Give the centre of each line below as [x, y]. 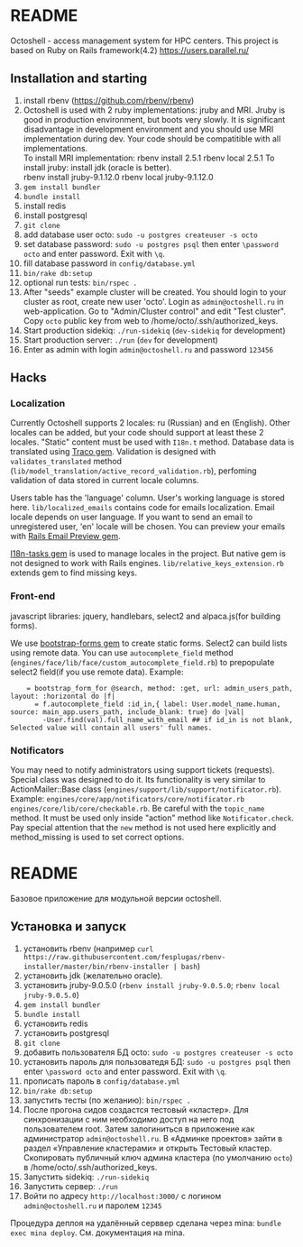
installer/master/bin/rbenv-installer [96, 967]
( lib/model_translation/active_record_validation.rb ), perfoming [133, 471]
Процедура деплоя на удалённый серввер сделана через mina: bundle [146, 1223]
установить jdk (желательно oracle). [93, 976]
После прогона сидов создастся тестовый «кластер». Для [136, 1109]
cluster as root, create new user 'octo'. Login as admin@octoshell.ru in [153, 301]
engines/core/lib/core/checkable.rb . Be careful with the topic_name [138, 809]
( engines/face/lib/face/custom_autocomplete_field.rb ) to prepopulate [142, 662]
